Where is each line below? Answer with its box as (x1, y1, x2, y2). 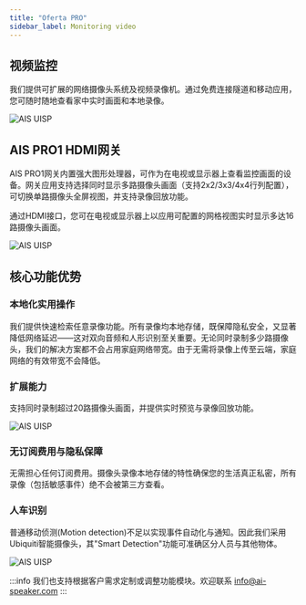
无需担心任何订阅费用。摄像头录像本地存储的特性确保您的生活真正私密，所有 (9, 467, 297, 479)
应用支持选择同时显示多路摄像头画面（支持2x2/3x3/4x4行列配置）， (40, 180, 294, 191)
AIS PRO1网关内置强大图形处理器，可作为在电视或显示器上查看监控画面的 (9, 168, 284, 179)
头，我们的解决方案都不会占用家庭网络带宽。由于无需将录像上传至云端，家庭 (9, 343, 297, 354)
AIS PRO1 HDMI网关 (9, 142, 122, 158)
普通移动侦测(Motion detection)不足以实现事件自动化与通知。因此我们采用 (9, 527, 287, 537)
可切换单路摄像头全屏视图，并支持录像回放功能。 (9, 191, 193, 202)
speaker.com (9, 585, 58, 596)
